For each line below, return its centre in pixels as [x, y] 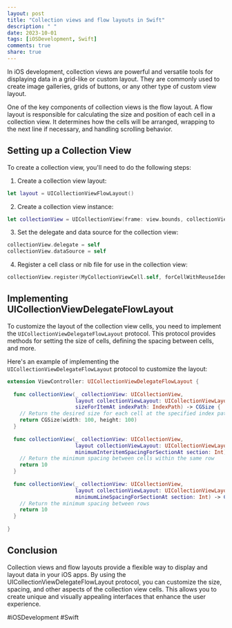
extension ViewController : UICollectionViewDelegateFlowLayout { [103, 381]
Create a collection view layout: [62, 181]
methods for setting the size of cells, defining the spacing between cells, [110, 341]
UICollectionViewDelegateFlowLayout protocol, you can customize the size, [115, 582]
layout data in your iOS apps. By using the [67, 574]
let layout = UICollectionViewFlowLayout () [71, 193]
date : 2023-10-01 [32, 33]
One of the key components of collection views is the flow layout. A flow [110, 107]
